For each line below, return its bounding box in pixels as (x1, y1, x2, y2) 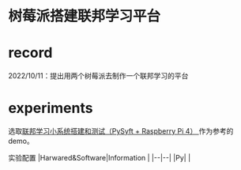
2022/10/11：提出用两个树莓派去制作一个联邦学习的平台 (8, 71, 189, 81)
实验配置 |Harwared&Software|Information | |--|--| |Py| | (8, 153, 191, 163)
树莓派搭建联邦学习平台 (8, 7, 161, 25)
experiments (8, 100, 93, 117)
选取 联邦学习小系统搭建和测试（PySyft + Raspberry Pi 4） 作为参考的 (8, 127, 234, 136)
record (8, 44, 53, 62)
